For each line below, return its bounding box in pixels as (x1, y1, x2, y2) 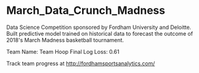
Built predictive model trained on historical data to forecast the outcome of (6, 30, 194, 37)
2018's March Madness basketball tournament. (6, 36, 124, 43)
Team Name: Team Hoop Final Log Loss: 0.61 (6, 48, 120, 55)
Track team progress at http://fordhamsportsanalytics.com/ (6, 60, 155, 67)
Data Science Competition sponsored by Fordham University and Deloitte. (6, 24, 192, 31)
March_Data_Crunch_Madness (6, 4, 166, 17)
